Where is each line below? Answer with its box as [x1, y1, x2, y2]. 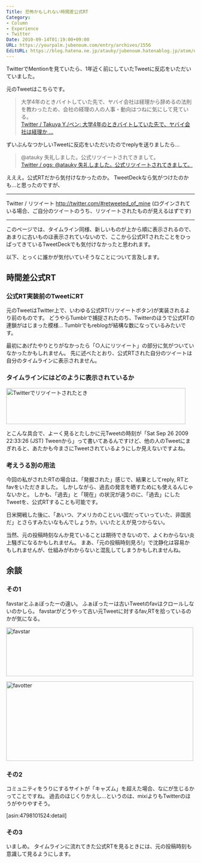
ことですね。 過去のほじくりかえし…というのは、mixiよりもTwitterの [16, 793, 185, 800]
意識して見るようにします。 [6, 850, 74, 858]
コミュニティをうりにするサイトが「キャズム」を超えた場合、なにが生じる [6, 785, 190, 792]
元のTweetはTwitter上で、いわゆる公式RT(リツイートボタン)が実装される [6, 307, 185, 314]
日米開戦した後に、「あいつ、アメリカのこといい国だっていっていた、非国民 [6, 511, 191, 519]
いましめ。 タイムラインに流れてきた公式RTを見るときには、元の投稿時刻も [6, 843, 193, 850]
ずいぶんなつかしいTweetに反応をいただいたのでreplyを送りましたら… [6, 140, 180, 148]
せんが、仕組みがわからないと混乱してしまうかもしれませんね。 [26, 547, 184, 554]
